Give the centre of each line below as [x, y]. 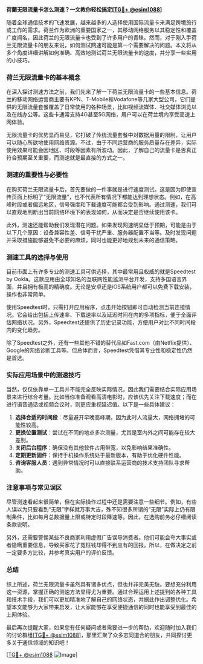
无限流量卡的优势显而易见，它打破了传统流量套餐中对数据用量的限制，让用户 [101, 135]
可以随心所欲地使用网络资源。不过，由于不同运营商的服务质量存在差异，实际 [101, 142]
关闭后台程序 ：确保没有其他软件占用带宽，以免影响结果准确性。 [94, 448]
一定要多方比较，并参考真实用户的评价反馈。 [62, 553]
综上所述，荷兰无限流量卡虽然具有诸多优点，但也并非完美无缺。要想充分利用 [101, 584]
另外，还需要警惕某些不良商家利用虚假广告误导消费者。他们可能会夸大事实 [99, 537]
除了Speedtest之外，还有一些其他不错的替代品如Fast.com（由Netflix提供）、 [101, 342]
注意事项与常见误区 [34, 488]
